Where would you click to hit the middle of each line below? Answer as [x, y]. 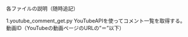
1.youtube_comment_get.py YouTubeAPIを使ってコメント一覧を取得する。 [96, 21]
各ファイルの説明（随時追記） [42, 8]
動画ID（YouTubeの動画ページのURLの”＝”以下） [65, 28]
